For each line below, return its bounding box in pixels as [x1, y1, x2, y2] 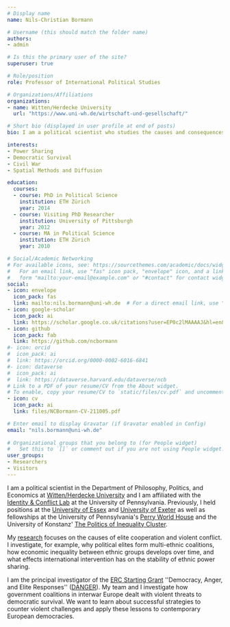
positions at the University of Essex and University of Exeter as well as [7, 505, 205, 513]
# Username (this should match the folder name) [7, 29, 149, 36]
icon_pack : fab [13, 331, 57, 339]
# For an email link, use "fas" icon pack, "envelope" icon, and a [7, 268, 210, 274]
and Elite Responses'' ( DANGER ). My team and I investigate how [7, 583, 188, 591]
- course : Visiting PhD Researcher [13, 211, 115, 218]
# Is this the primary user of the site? [7, 54, 127, 61]
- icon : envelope [7, 287, 57, 294]
